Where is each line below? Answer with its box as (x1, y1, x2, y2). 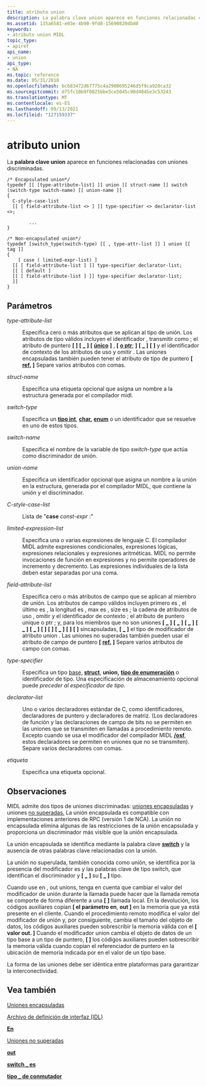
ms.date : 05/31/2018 (7, 77, 60, 83)
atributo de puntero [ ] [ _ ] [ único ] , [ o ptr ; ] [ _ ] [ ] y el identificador (22, 342, 199, 350)
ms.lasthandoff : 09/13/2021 (7, 105, 79, 112)
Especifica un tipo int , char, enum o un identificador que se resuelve (22, 415, 196, 423)
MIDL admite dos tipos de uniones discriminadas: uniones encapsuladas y (7, 802, 194, 809)
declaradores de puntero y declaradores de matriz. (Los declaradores (22, 712, 198, 719)
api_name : (7, 49, 32, 55)
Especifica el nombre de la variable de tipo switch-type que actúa (22, 446, 188, 453)
